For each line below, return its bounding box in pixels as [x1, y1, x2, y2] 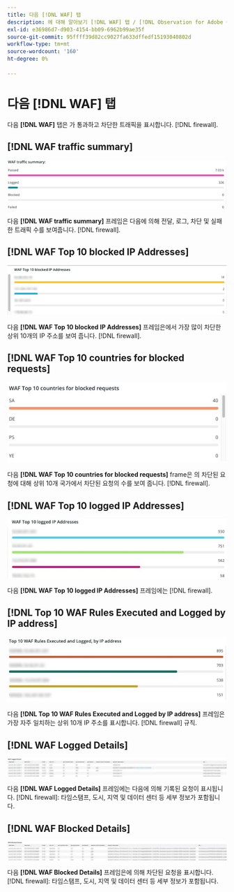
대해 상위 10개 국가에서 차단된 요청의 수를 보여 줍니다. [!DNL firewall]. [19, 479, 210, 488]
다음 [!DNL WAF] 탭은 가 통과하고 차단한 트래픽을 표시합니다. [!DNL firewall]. [7, 120, 218, 128]
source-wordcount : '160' [7, 48, 79, 55]
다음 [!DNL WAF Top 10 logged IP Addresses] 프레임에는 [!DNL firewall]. [7, 586, 213, 595]
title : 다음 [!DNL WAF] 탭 [7, 11, 81, 18]
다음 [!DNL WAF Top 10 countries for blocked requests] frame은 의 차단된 [7, 470, 219, 479]
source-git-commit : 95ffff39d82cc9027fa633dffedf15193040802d [7, 34, 192, 40]
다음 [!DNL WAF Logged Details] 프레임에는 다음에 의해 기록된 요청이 [7, 785, 200, 793]
